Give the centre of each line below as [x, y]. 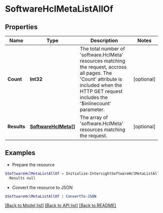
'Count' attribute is [101, 79]
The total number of [102, 49]
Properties [21, 27]
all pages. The [96, 73]
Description [104, 41]
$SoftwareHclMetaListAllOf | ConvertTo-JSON [51, 196]
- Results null [21, 178]
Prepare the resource [33, 164]
